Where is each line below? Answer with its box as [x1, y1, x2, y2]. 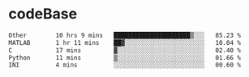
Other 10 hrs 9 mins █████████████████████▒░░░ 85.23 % [8, 31, 242, 39]
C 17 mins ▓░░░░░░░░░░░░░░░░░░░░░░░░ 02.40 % [8, 46, 242, 55]
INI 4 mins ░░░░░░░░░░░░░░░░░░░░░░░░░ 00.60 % [8, 61, 242, 69]
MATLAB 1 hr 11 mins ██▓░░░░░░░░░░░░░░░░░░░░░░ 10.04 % [8, 38, 242, 47]
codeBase [8, 5, 78, 23]
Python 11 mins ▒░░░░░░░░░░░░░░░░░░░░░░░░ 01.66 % [8, 54, 242, 62]
